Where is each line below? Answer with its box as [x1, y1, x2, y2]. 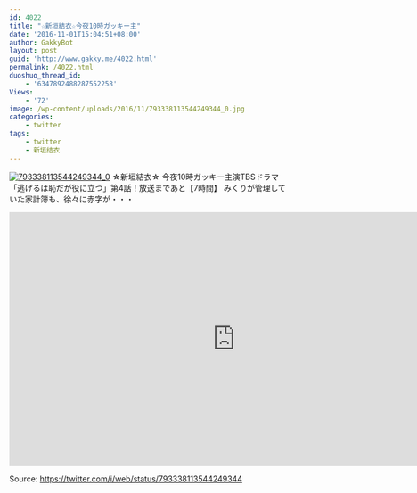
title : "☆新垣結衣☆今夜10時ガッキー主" [9, 21, 141, 30]
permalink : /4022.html [9, 63, 94, 72]
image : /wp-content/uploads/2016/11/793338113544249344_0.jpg [9, 104, 245, 113]
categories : [9, 112, 53, 121]
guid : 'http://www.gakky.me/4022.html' [9, 54, 158, 63]
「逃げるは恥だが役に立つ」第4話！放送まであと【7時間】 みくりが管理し [9, 182, 279, 193]
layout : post [9, 46, 58, 55]
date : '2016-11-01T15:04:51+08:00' [9, 29, 142, 38]
